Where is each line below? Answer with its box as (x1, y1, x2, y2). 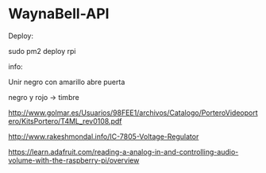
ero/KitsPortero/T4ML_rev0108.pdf (8, 116, 122, 125)
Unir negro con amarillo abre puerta (8, 77, 125, 86)
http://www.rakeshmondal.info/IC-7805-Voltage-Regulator (8, 132, 199, 141)
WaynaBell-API (8, 5, 110, 23)
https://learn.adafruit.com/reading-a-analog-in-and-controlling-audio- (8, 147, 239, 156)
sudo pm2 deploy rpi (8, 46, 76, 56)
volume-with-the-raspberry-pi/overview (8, 156, 140, 165)
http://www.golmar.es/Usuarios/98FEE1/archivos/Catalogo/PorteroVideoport (8, 108, 258, 117)
